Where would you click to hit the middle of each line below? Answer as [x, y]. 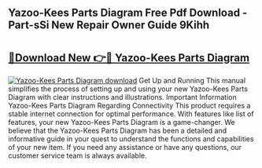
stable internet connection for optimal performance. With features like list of [131, 114]
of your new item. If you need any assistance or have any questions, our [125, 147]
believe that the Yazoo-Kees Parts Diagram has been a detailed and [118, 130]
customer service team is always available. [77, 155]
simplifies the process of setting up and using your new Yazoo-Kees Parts [128, 89]
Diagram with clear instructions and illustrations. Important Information [123, 97]
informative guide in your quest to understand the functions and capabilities [131, 139]
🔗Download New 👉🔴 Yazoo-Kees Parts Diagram [129, 58]
